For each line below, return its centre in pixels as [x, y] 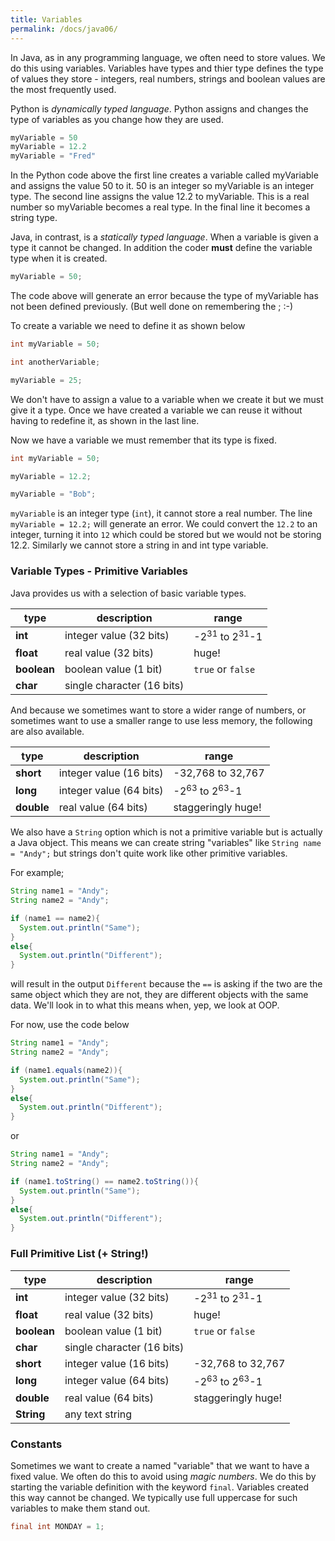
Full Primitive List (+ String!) [79, 1254]
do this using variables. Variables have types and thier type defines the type [167, 68]
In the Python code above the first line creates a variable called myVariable [164, 175]
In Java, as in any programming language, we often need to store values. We [168, 57]
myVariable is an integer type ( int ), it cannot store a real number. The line [161, 513]
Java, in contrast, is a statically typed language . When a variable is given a [164, 237]
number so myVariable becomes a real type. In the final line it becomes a [160, 207]
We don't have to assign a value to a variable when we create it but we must [167, 399]
